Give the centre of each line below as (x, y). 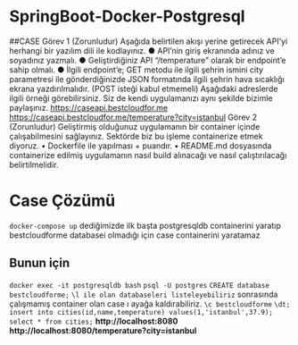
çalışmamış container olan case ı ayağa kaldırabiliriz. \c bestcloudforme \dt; (150, 303)
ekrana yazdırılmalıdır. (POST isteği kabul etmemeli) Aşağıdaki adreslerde (144, 88)
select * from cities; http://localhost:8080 (94, 321)
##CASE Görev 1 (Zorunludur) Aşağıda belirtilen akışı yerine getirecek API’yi (149, 41)
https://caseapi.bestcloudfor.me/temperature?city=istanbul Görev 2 (133, 117)
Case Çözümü (62, 201)
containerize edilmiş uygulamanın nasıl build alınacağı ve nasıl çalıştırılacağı (148, 155)
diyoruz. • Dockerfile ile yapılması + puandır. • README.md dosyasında (141, 146)
